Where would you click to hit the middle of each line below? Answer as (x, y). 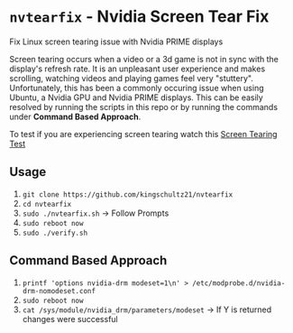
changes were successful (70, 319)
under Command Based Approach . (75, 116)
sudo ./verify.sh (55, 233)
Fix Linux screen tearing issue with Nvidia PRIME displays (116, 42)
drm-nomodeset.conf (59, 291)
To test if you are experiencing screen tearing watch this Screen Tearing (143, 134)
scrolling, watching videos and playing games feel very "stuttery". (132, 78)
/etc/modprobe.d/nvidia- (239, 283)
